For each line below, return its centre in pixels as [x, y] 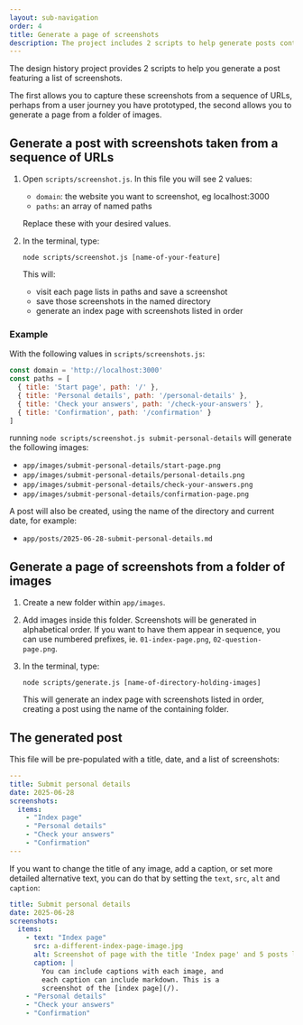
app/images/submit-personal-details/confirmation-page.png [136, 494]
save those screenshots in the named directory [123, 301]
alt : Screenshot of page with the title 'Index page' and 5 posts [161, 955]
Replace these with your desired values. [96, 224]
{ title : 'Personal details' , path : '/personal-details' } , [133, 395]
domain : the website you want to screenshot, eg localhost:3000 [153, 197]
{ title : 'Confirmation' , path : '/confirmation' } [115, 412]
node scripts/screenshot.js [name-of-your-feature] [121, 258]
